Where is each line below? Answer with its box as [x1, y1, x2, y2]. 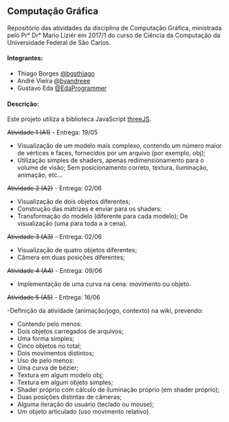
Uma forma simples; [17, 335, 74, 343]
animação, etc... [17, 171, 63, 179]
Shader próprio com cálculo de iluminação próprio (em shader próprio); [17, 386, 220, 394]
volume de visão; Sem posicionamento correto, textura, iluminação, [17, 164, 208, 172]
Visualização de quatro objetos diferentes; [17, 246, 138, 254]
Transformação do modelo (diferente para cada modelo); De [17, 212, 188, 221]
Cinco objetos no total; [17, 342, 82, 350]
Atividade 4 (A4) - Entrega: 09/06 [7, 267, 102, 275]
